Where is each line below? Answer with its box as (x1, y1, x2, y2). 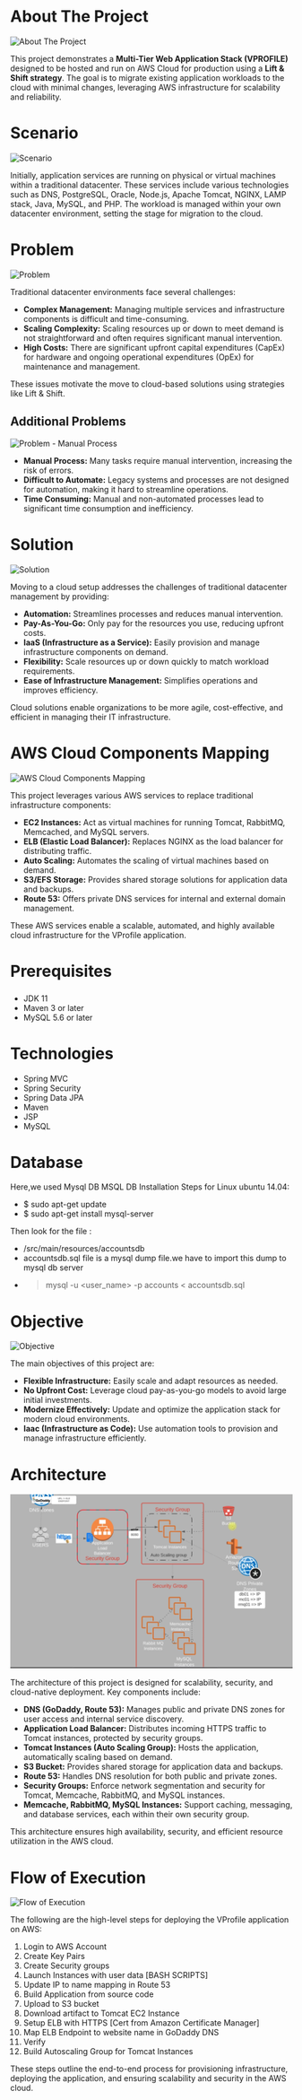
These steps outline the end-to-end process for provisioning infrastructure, (10, 2063, 289, 2074)
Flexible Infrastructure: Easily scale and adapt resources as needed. (22, 1375, 279, 1387)
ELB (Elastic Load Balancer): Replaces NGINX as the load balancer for (22, 836, 284, 847)
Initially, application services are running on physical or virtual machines (10, 170, 276, 180)
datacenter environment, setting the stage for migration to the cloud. (10, 208, 263, 219)
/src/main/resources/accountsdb (22, 1243, 145, 1254)
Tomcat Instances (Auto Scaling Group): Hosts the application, (22, 1742, 259, 1753)
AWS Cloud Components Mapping (10, 743, 270, 763)
